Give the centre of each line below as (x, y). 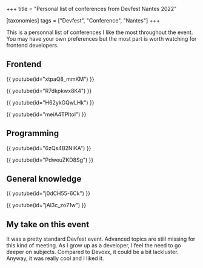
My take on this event (48, 224)
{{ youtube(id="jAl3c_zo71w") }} (46, 205)
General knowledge (44, 179)
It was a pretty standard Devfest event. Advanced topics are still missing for (101, 239)
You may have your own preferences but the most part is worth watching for (101, 39)
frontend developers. (32, 45)
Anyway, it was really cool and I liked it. (55, 258)
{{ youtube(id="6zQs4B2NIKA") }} (49, 148)
